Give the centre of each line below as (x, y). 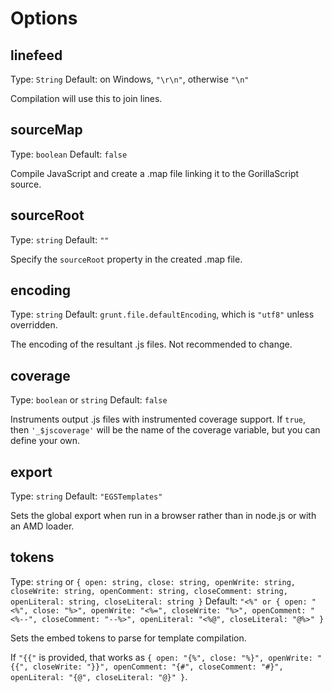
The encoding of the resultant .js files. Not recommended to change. (151, 344)
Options (44, 18)
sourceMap (46, 130)
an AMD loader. (42, 526)
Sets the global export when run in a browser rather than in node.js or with (163, 516)
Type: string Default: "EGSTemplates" (86, 496)
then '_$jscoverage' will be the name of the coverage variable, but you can (165, 430)
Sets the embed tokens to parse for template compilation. (128, 638)
